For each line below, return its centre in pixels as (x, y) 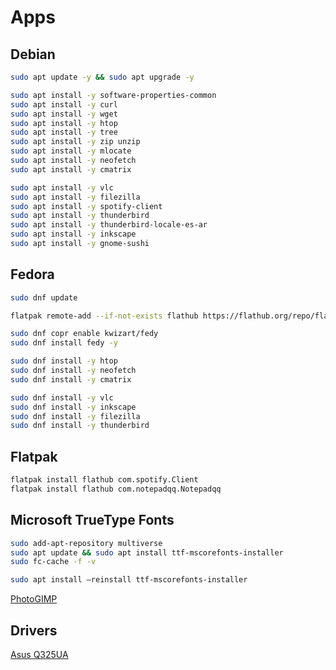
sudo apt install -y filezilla (75, 197)
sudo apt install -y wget (64, 114)
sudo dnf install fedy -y (64, 343)
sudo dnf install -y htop (64, 361)
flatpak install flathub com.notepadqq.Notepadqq (116, 489)
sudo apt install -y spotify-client (86, 206)
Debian (33, 54)
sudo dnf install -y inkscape (73, 407)
